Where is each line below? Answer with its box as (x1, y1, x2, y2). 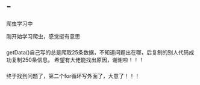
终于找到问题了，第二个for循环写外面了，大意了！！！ (6, 72, 140, 80)
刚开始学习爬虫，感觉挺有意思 (6, 32, 80, 40)
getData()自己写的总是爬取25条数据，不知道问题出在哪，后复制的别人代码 (6, 48, 189, 56)
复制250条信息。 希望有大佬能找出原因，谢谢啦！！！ (11, 56, 145, 63)
